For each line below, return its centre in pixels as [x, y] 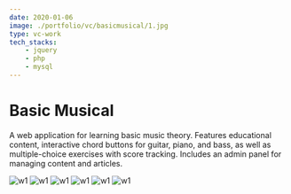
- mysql [39, 67]
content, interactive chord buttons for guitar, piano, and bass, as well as [140, 144]
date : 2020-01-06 [41, 17]
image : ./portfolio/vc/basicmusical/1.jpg [89, 26]
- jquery [41, 50]
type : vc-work [35, 34]
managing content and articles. [66, 163]
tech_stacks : [33, 42]
